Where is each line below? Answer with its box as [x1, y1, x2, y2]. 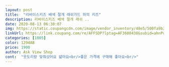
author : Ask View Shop [5, 49, 53, 54]
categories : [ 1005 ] [5, 36, 46, 41]
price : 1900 [5, 45, 30, 50]
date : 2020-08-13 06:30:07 [5, 21, 62, 27]
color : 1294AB [5, 40, 35, 45]
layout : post [5, 7, 33, 13]
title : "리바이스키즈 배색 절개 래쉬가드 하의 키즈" [5, 12, 102, 17]
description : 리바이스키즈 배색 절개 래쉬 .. [5, 17, 90, 22]
